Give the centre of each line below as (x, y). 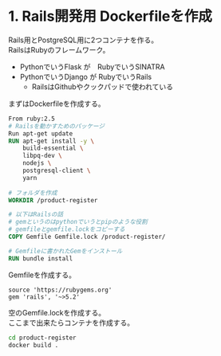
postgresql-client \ (57, 171)
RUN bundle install (41, 258)
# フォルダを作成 (33, 193)
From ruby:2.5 (32, 119)
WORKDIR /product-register (53, 200)
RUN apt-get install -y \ (51, 141)
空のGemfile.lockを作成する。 (57, 312)
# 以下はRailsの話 (36, 215)
